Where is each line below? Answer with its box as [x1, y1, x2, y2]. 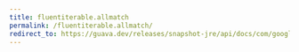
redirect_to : [9, 29, 58, 38]
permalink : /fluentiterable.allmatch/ [9, 21, 153, 30]
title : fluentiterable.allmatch [9, 12, 129, 22]
